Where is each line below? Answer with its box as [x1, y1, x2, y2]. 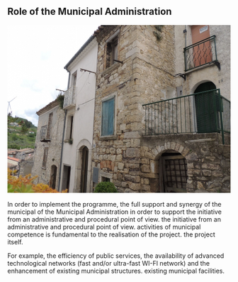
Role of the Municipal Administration [7, 6, 172, 18]
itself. [7, 237, 23, 246]
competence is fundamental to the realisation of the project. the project [7, 230, 215, 239]
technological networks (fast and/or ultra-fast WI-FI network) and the [7, 259, 210, 267]
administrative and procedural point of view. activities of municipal [7, 222, 201, 231]
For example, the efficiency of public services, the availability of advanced [7, 251, 225, 260]
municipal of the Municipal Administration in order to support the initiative [7, 207, 222, 216]
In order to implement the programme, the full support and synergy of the [7, 200, 222, 208]
